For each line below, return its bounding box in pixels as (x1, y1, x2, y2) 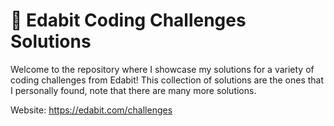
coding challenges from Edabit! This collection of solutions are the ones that (10, 74, 325, 86)
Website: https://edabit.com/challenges (10, 104, 173, 116)
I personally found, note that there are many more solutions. (10, 84, 257, 96)
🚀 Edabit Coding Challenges (10, 9, 247, 32)
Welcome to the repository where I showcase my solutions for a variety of (10, 63, 315, 75)
